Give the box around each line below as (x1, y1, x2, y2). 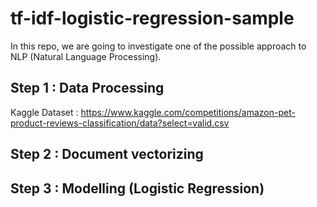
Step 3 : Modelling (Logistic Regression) (10, 180, 265, 197)
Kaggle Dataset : (10, 106, 79, 118)
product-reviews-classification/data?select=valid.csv (10, 117, 230, 129)
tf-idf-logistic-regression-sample (10, 7, 295, 30)
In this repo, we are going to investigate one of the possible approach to (10, 40, 307, 52)
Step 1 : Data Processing (10, 80, 165, 97)
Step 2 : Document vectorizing (10, 146, 204, 163)
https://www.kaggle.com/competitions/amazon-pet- (80, 106, 296, 118)
